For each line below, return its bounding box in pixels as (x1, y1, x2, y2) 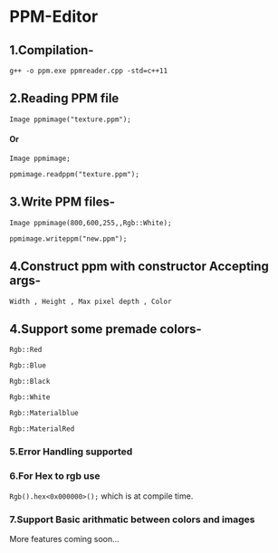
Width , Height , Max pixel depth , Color (9, 297, 172, 306)
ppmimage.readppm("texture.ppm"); (9, 170, 140, 179)
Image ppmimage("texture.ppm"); (9, 115, 131, 124)
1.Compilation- (9, 43, 94, 58)
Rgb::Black (9, 377, 51, 386)
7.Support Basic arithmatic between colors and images (9, 513, 255, 526)
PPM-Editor (9, 6, 99, 27)
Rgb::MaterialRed (9, 424, 75, 434)
